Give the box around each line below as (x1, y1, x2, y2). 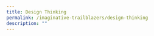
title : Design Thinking (6, 9, 67, 15)
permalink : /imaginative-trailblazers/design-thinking (6, 15, 149, 21)
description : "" (6, 20, 47, 26)
